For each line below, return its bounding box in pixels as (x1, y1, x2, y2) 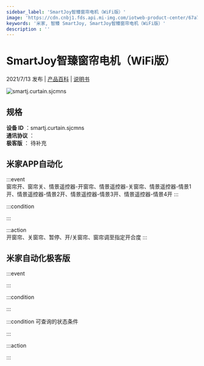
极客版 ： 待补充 (6, 140, 47, 146)
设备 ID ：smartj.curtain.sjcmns (6, 124, 85, 131)
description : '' (6, 26, 50, 32)
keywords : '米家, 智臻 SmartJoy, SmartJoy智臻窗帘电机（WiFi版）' (6, 20, 166, 26)
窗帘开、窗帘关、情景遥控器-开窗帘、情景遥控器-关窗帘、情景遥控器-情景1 (6, 182, 192, 190)
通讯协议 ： (6, 132, 35, 139)
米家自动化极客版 (6, 253, 70, 264)
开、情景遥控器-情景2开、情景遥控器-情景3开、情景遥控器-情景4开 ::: (6, 190, 179, 198)
